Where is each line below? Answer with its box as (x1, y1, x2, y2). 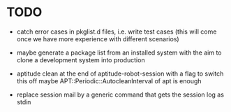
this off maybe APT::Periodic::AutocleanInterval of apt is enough (16, 76, 202, 85)
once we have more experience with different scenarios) (16, 34, 179, 43)
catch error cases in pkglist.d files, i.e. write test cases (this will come (16, 27, 217, 36)
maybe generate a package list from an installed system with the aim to (16, 48, 222, 57)
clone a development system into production (16, 55, 145, 64)
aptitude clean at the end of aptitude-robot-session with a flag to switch (16, 69, 224, 78)
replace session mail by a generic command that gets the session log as (16, 90, 225, 99)
